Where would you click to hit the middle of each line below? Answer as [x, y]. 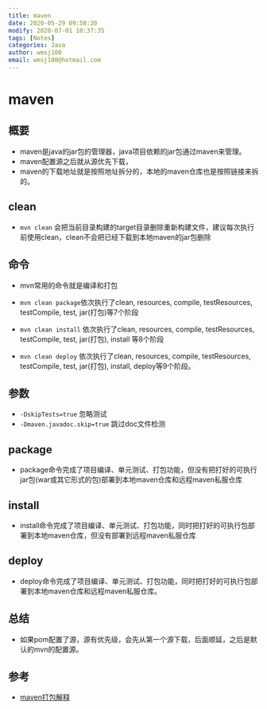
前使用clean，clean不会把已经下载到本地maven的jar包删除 [115, 237]
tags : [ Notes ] [32, 38]
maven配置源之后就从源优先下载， [76, 161]
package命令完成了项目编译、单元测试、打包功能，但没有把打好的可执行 [138, 470]
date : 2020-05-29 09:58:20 [53, 23]
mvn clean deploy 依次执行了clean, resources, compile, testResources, [135, 356]
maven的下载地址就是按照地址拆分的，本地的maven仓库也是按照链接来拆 [139, 171]
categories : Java [37, 45]
